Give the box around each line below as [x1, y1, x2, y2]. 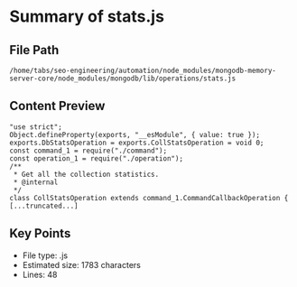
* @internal [13, 178, 59, 187]
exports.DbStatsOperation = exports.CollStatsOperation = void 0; [9, 138, 265, 147]
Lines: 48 [22, 269, 58, 280]
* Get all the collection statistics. [13, 170, 160, 179]
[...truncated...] [9, 201, 79, 210]
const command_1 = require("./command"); [9, 146, 168, 155]
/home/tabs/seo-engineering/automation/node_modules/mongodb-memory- [9, 66, 277, 75]
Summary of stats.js [9, 6, 165, 27]
